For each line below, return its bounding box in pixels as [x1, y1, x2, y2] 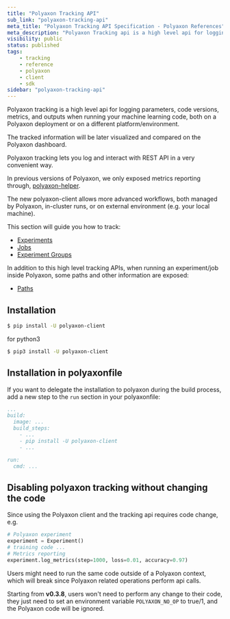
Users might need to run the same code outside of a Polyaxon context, [7, 569, 207, 577]
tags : [7, 49, 23, 56]
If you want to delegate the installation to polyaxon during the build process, [7, 385, 222, 393]
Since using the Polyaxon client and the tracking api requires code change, [7, 511, 218, 519]
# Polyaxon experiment [7, 531, 72, 538]
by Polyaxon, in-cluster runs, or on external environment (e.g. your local [7, 202, 210, 210]
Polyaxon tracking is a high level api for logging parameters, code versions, [7, 106, 219, 114]
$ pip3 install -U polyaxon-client [7, 348, 109, 355]
